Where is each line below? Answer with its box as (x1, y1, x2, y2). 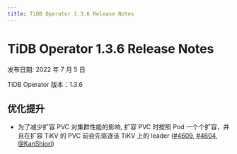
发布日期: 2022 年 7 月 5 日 (7, 65, 86, 73)
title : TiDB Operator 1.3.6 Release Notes (7, 10, 134, 18)
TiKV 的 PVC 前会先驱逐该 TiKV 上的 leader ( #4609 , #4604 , (44, 131, 218, 140)
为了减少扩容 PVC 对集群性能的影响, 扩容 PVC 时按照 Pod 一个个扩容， (17, 123, 224, 131)
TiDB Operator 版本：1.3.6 (7, 80, 83, 88)
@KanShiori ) (17, 139, 54, 148)
